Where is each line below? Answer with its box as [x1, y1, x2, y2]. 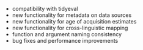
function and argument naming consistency [12, 31, 122, 38]
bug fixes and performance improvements [12, 37, 119, 44]
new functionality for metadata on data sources [12, 11, 132, 19]
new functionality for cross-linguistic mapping [12, 24, 128, 31]
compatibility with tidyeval [12, 5, 78, 12]
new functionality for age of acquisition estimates [12, 18, 137, 25]
